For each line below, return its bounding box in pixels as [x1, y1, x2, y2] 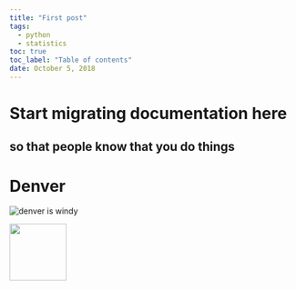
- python [17, 30, 51, 39]
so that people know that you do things [9, 139, 235, 155]
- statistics [17, 38, 67, 48]
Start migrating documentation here [9, 104, 288, 124]
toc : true [9, 47, 47, 56]
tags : [9, 22, 30, 31]
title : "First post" [9, 13, 88, 23]
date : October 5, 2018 [9, 65, 96, 74]
